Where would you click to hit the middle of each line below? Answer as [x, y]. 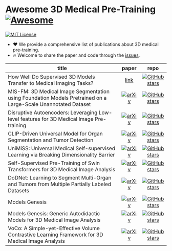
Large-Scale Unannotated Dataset [49, 104]
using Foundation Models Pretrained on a [57, 98]
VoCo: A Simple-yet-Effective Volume [54, 228]
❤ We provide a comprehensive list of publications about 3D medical [85, 44]
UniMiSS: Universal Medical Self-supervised [61, 148]
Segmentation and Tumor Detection [51, 140]
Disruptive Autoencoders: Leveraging [53, 112]
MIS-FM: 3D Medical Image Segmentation [59, 92]
